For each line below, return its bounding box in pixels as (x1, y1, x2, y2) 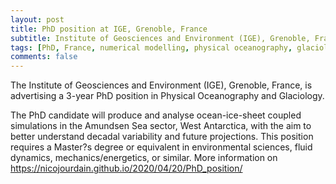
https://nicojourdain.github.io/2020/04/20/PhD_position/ (10, 162, 243, 175)
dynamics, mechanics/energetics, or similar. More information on (10, 152, 278, 164)
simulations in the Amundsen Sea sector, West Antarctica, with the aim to (10, 120, 312, 132)
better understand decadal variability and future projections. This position (10, 131, 314, 143)
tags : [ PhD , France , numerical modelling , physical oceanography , (10, 42, 293, 53)
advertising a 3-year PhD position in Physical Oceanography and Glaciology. (10, 90, 325, 102)
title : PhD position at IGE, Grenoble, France (10, 24, 208, 34)
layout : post (10, 14, 65, 25)
